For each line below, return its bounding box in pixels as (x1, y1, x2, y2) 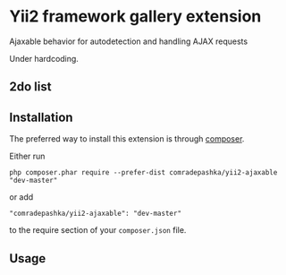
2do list (9, 79, 52, 95)
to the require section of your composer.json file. (9, 225, 187, 236)
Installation (9, 109, 73, 125)
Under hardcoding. (9, 53, 79, 64)
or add (9, 192, 34, 202)
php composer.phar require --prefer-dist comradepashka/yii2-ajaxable (9, 168, 278, 177)
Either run (9, 150, 46, 162)
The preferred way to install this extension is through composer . (9, 133, 245, 144)
